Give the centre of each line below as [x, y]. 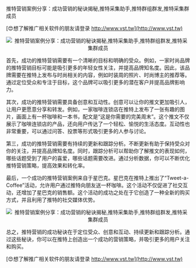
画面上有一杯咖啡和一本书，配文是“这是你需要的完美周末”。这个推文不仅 [103, 116]
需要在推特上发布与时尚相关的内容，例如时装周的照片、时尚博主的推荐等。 [100, 75]
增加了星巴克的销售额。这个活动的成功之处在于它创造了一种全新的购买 [106, 192]
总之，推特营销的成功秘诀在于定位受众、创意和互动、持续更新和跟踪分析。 [95, 232]
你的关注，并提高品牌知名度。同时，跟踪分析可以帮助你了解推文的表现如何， [98, 151]
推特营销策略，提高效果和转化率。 [47, 166]
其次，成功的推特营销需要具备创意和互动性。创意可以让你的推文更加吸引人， [98, 102]
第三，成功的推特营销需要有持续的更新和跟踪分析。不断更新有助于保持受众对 [98, 144]
